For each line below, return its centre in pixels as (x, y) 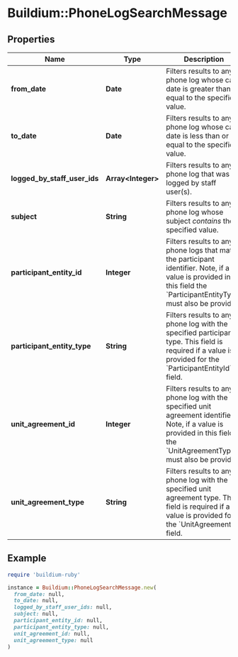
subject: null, (36, 614)
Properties (31, 39)
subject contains (194, 221)
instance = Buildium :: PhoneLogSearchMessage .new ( (82, 587)
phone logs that (192, 250)
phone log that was (198, 174)
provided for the (193, 359)
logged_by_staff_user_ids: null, (63, 607)
